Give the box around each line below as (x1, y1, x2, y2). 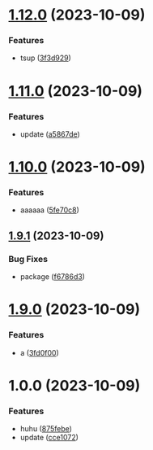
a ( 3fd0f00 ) (19, 347, 59, 357)
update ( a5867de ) (19, 129, 81, 139)
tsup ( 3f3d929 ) (19, 53, 71, 63)
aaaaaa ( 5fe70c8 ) (19, 205, 79, 215)
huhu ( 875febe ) (19, 424, 73, 434)
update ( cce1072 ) (19, 433, 79, 443)
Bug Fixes (8, 253, 49, 264)
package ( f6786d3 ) (19, 272, 85, 282)
